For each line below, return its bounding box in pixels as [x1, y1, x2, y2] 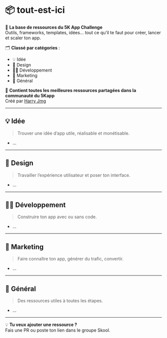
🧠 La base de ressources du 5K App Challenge [5, 24, 103, 30]
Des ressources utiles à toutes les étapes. [17, 298, 103, 304]
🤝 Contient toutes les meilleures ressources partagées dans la [5, 87, 137, 93]
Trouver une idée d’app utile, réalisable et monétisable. [17, 130, 130, 136]
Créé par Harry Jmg [5, 98, 46, 104]
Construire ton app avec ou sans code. [17, 214, 97, 220]
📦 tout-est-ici [5, 4, 65, 16]
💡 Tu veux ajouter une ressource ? [5, 322, 78, 328]
